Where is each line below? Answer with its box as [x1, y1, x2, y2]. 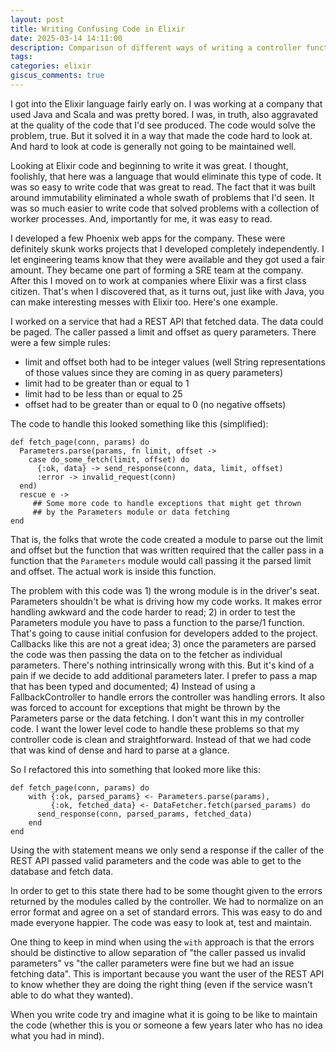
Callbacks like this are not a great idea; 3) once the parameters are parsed [10, 637, 317, 650]
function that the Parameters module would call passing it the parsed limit [10, 554, 312, 566]
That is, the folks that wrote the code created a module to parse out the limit [10, 533, 324, 545]
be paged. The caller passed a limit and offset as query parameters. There [10, 326, 317, 338]
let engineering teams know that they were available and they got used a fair [10, 253, 325, 265]
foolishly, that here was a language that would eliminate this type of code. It [10, 170, 322, 182]
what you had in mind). [10, 1029, 105, 1041]
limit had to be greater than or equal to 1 [24, 377, 190, 389]
